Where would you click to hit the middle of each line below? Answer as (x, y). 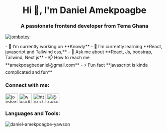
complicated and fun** (29, 72)
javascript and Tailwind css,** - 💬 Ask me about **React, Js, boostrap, (79, 52)
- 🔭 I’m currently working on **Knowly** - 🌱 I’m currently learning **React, (84, 47)
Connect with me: (27, 85)
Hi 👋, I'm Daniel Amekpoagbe (85, 10)
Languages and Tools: (33, 113)
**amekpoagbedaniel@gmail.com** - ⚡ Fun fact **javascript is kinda (77, 65)
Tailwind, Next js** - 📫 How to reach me (47, 58)
